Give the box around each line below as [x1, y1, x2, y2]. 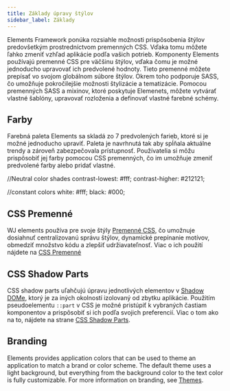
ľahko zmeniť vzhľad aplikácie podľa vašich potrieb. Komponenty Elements [7, 50, 220, 59]
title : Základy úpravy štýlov [7, 10, 94, 17]
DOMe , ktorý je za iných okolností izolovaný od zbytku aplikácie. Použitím [7, 293, 216, 302]
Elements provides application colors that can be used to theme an [7, 354, 196, 362]
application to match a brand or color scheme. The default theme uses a [7, 361, 211, 369]
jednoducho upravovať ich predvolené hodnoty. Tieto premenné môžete [7, 65, 211, 73]
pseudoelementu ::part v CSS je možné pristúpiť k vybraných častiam [7, 301, 207, 309]
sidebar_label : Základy [7, 17, 76, 23]
